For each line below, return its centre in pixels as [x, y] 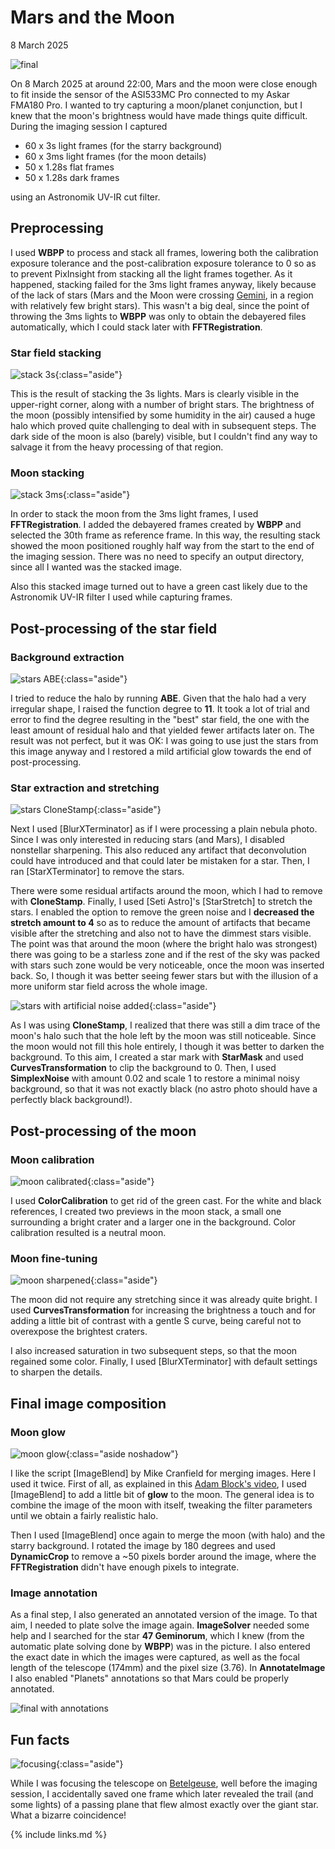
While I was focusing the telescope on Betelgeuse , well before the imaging [164, 1783]
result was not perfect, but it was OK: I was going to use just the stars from [164, 741]
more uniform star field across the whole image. [109, 987]
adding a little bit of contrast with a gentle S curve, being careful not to [156, 1321]
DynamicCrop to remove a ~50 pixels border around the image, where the [163, 1556]
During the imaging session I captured [89, 126]
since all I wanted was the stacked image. [96, 567]
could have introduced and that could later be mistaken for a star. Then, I [160, 861]
